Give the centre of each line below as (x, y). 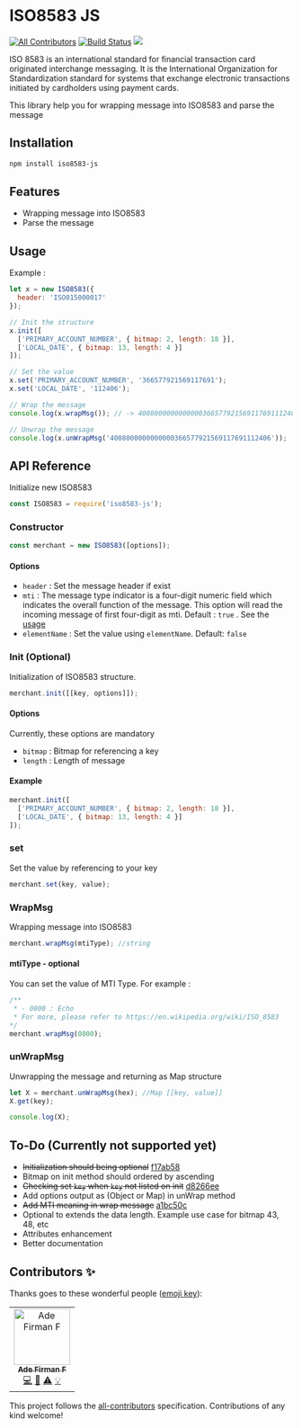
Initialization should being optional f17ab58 (101, 1167)
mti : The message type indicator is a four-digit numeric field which (147, 595)
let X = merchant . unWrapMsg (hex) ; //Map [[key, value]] (116, 1093)
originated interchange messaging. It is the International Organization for (144, 68)
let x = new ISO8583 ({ (52, 290)
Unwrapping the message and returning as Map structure (115, 1076)
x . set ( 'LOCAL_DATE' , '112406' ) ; (70, 388)
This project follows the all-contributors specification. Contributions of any (147, 1406)
